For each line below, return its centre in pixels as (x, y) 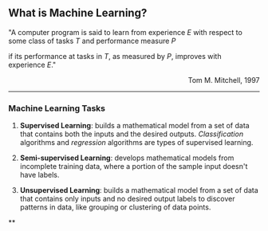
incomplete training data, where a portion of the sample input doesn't (134, 166)
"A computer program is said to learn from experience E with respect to (126, 32)
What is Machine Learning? (78, 13)
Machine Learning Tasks (57, 108)
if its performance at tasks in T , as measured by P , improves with (115, 56)
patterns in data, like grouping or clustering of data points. (115, 207)
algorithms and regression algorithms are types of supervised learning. (136, 143)
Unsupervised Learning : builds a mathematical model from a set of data (139, 190)
